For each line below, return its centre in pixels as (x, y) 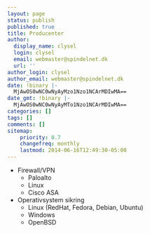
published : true (31, 27)
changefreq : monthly (50, 144)
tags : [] (20, 118)
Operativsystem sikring (51, 200)
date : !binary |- (33, 85)
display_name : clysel (45, 46)
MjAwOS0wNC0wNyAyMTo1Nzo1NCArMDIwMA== (70, 105)
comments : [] (26, 124)
